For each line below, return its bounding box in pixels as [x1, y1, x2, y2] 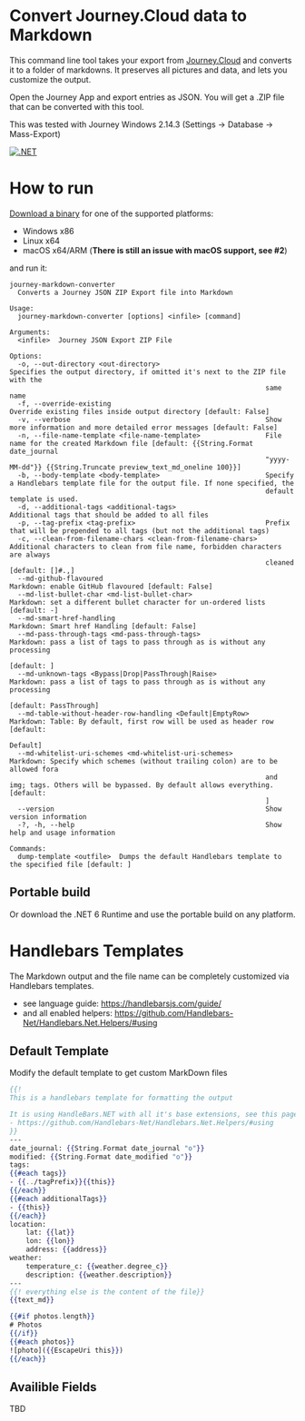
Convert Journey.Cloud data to [9, 5, 248, 26]
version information [9, 812, 88, 822]
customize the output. [9, 74, 92, 84]
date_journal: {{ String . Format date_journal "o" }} [9, 1143, 205, 1153]
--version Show [17, 804, 282, 814]
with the [9, 375, 43, 384]
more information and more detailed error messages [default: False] [9, 423, 279, 432]
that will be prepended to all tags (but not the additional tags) [9, 526, 271, 536]
